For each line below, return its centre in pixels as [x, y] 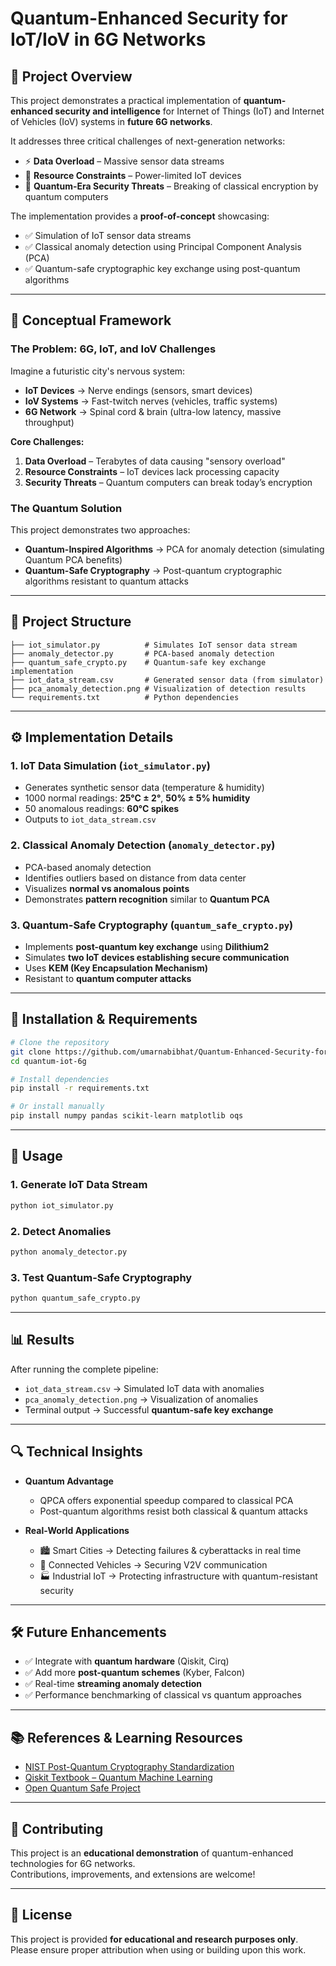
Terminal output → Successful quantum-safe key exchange [149, 1409]
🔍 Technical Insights [76, 1452]
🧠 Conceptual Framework [91, 320]
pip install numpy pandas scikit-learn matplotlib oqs [127, 1116]
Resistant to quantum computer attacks [108, 979]
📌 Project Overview [71, 76]
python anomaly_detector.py [69, 1252]
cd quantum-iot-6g [48, 1061]
